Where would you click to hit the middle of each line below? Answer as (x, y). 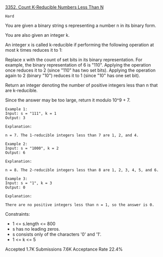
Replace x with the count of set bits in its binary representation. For (74, 60)
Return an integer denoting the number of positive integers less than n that (81, 85)
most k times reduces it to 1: (34, 50)
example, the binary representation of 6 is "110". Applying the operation (78, 65)
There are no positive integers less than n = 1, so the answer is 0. (80, 205)
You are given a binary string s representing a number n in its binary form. (81, 25)
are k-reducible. (22, 90)
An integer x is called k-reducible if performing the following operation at (80, 45)
